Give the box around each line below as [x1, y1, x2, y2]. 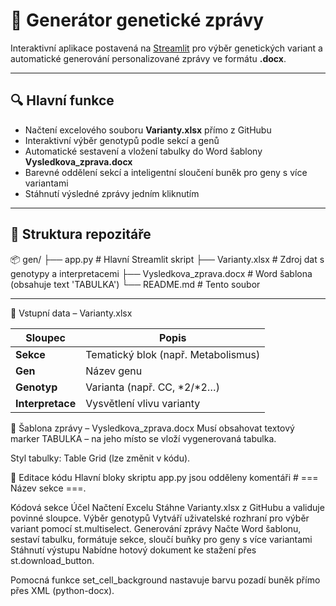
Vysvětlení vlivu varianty [85, 396, 201, 410]
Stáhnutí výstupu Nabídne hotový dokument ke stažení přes [10, 544, 257, 556]
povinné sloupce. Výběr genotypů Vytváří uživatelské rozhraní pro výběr [10, 512, 310, 524]
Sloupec [25, 330, 66, 344]
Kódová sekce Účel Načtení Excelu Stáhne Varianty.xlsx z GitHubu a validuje [10, 501, 325, 513]
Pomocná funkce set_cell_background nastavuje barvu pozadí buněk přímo [10, 574, 321, 586]
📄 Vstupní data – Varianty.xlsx [10, 307, 133, 319]
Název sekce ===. [10, 482, 87, 494]
